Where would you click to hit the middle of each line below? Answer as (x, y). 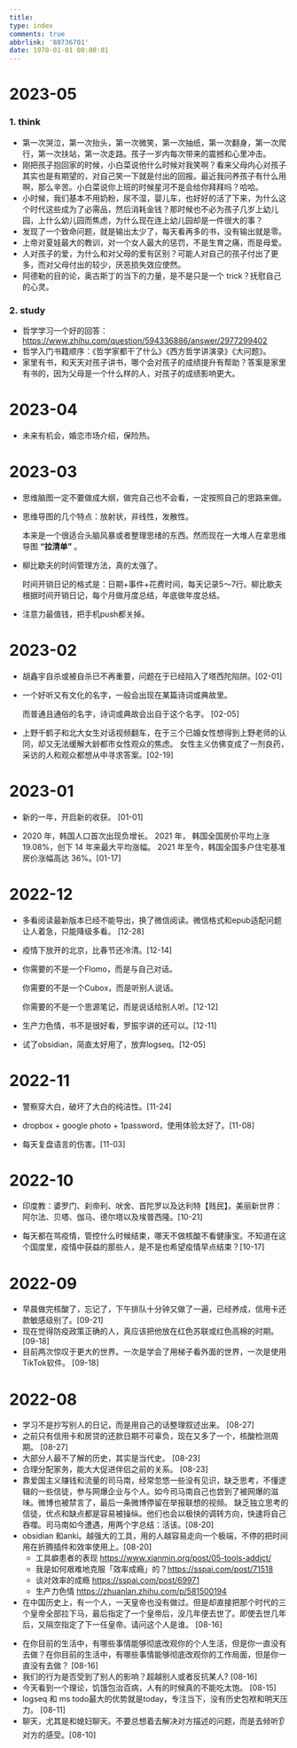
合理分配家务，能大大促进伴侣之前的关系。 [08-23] (115, 1469)
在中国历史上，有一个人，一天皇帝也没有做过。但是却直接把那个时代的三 (154, 1602)
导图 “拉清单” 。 (52, 546)
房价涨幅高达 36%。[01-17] (71, 858)
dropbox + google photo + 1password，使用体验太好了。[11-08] (138, 1125)
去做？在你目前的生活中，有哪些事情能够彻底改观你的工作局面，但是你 (150, 1655)
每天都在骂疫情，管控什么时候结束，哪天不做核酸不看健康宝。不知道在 (150, 1236)
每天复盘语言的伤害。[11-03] (74, 1144)
